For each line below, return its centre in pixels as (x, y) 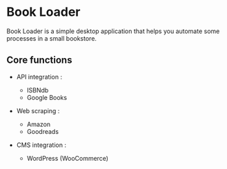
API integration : (39, 77)
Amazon (39, 124)
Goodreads (43, 131)
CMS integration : (41, 145)
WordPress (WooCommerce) (67, 158)
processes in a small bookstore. (52, 38)
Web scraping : (38, 110)
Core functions (39, 60)
